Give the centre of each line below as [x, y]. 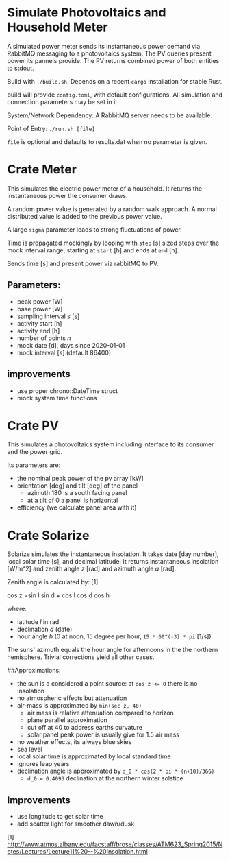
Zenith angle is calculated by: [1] [53, 582]
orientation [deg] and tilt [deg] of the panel [77, 486]
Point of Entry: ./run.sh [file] [51, 128]
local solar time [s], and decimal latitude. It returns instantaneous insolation [113, 562]
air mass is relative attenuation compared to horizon [101, 713]
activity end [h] [38, 331]
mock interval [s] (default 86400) [64, 352]
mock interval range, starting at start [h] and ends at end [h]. [93, 250]
